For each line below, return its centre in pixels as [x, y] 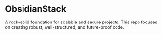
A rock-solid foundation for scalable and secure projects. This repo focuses [81, 22]
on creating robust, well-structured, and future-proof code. [65, 27]
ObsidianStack [36, 9]
